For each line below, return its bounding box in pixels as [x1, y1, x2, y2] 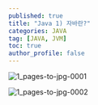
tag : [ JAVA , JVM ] [8, 34, 67, 43]
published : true [8, 11, 63, 20]
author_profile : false [8, 49, 85, 57]
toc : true [8, 42, 42, 50]
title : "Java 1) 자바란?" [8, 19, 91, 27]
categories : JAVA [8, 27, 67, 35]
